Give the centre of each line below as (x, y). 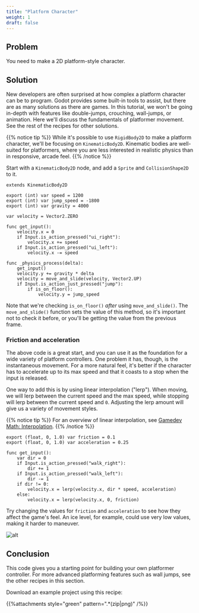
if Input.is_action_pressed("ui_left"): (67, 248)
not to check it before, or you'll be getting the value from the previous (91, 318)
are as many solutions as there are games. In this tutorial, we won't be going (99, 107)
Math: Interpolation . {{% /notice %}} (50, 427)
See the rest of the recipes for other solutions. (62, 126)
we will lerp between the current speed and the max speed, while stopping (97, 396)
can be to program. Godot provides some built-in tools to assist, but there (96, 101)
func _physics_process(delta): (45, 263)
